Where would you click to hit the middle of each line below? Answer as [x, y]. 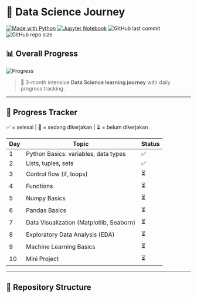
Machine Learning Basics [61, 247]
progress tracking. [43, 88]
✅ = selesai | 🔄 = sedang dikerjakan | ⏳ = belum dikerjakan [77, 127]
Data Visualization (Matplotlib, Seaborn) [81, 223]
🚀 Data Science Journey [66, 12]
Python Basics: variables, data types [76, 153]
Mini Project [43, 259]
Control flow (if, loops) [57, 174]
